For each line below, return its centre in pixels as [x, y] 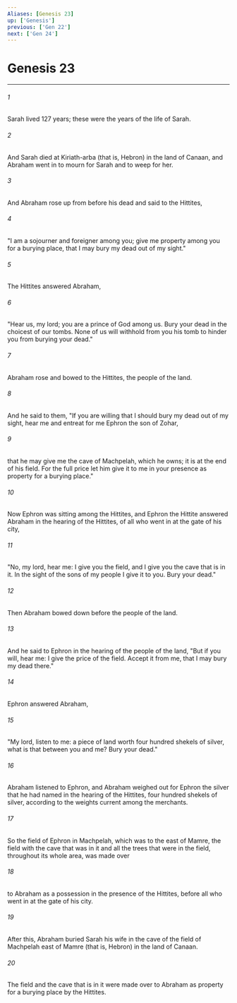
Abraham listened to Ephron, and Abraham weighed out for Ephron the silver [118, 788]
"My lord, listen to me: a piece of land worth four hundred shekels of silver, [116, 742]
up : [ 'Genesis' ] [31, 20]
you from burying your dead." [50, 339]
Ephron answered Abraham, [48, 704]
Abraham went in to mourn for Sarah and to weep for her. [91, 165]
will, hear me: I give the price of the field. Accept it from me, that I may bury [117, 658]
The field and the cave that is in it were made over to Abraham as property [115, 985]
